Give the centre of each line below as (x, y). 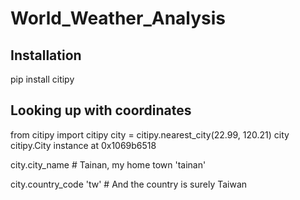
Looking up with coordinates (101, 110)
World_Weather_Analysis (118, 18)
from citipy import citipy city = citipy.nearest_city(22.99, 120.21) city (150, 134)
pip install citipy (42, 79)
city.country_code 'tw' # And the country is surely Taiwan (129, 184)
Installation (46, 55)
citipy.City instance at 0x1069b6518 (83, 145)
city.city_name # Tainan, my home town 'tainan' (108, 164)
